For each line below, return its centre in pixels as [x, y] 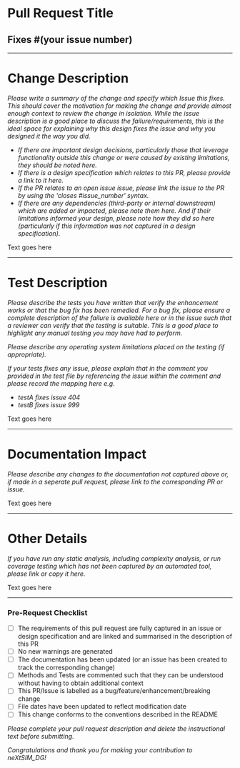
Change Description [68, 78]
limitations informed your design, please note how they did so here [116, 218]
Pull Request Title [61, 13]
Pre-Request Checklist [47, 612]
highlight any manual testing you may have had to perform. [95, 333]
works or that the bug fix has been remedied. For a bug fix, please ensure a [119, 310]
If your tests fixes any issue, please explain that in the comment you [108, 368]
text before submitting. [41, 737]
